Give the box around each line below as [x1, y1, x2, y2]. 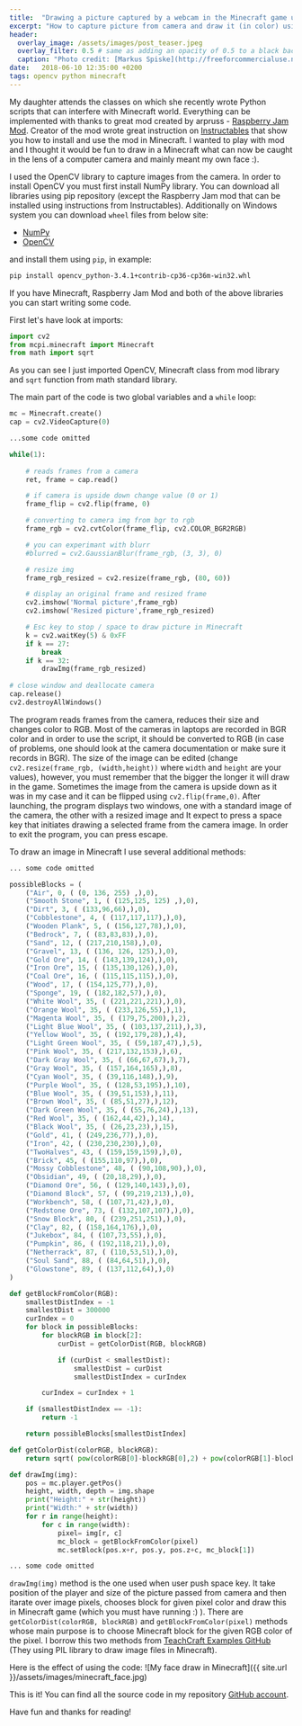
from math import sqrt [9, 348, 94, 358]
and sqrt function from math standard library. [9, 374, 178, 385]
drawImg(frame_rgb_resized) [41, 665, 147, 674]
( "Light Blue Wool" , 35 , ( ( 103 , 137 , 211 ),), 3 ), [25, 1022, 207, 1031]
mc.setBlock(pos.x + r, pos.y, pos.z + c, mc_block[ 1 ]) [57, 1545, 255, 1554]
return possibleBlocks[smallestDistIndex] [25, 1429, 187, 1438]
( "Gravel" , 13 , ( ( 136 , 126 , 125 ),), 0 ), [25, 946, 179, 956]
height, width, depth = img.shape [25, 1487, 155, 1496]
